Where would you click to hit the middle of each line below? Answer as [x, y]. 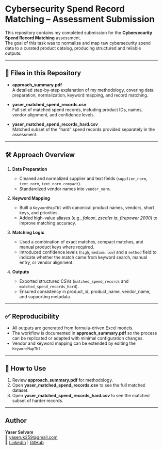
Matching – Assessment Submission [80, 19]
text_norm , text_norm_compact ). [50, 183]
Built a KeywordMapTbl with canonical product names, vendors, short [87, 208]
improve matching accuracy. [48, 223]
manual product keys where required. [57, 247]
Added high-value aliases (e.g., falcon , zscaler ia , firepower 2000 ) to [88, 218]
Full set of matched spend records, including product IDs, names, [77, 110]
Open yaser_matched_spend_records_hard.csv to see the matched [81, 396]
